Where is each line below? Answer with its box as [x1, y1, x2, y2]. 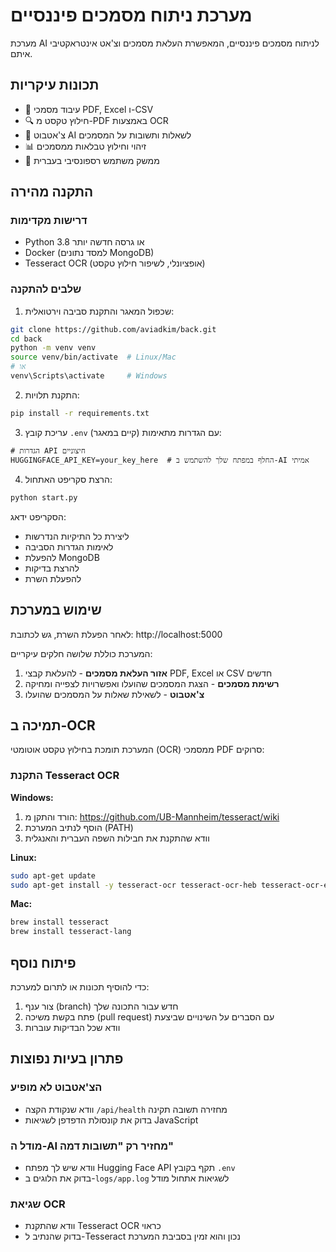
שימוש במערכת [10, 602, 102, 619]
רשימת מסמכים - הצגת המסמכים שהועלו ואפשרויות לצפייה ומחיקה [24, 677, 280, 689]
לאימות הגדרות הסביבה [24, 540, 114, 553]
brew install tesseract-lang [10, 927, 132, 937]
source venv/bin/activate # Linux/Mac [10, 352, 177, 363]
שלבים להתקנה [10, 282, 82, 296]
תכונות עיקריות [10, 77, 100, 94]
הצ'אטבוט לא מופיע [10, 1080, 103, 1094]
